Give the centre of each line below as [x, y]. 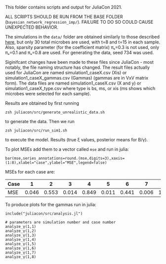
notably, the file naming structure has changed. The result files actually [77, 67]
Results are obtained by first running [42, 103]
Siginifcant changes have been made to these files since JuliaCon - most [80, 62]
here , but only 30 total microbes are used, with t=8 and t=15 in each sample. [83, 42]
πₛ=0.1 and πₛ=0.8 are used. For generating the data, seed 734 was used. [80, 52]
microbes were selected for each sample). [48, 94]
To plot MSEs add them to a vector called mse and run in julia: [67, 149]
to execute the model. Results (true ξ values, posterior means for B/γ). [77, 140]
